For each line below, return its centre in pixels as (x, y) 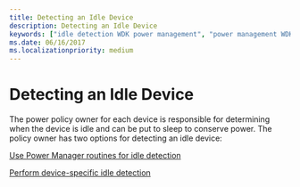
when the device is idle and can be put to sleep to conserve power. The (141, 129)
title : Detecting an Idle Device (71, 17)
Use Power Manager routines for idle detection (95, 156)
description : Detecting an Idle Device (83, 26)
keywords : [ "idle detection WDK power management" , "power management (143, 34)
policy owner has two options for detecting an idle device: (116, 138)
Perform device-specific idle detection (80, 173)
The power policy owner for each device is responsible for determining (140, 119)
